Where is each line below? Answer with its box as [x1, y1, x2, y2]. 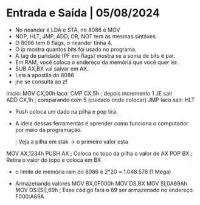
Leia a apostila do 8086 [15, 71, 74, 78]
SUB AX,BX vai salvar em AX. [15, 64, 89, 72]
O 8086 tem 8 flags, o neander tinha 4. [15, 39, 112, 46]
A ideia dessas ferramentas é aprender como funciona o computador [15, 119, 188, 127]
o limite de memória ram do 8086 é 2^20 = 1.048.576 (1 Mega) [15, 168, 171, 175]
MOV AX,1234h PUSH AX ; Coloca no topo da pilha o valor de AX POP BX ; [6, 150, 193, 157]
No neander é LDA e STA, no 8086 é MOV [15, 26, 120, 33]
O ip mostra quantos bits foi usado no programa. [15, 46, 137, 53]
